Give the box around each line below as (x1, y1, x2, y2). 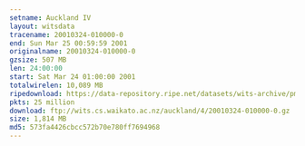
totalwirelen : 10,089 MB (9, 81, 103, 90)
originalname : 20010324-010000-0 (9, 47, 136, 56)
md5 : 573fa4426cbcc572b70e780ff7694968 (9, 123, 161, 132)
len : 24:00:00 (9, 64, 64, 73)
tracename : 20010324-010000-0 (9, 30, 124, 39)
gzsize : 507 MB (9, 55, 67, 64)
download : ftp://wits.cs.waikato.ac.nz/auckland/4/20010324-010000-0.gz (9, 106, 290, 115)
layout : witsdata (9, 22, 75, 31)
